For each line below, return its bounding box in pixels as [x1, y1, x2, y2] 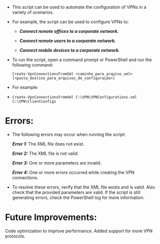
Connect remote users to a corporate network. [19, 38, 116, 44]
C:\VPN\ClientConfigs [12, 99, 56, 104]
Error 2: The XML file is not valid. [12, 150, 79, 156]
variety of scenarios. [12, 9, 54, 15]
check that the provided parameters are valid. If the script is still [12, 189, 140, 195]
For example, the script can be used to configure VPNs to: [12, 19, 129, 24]
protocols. [5, 233, 26, 239]
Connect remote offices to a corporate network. [19, 28, 119, 34]
